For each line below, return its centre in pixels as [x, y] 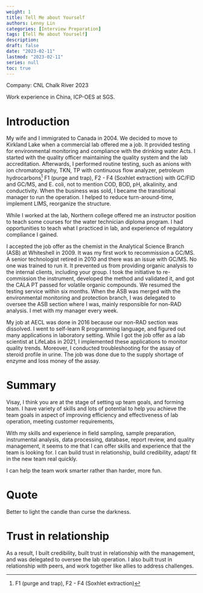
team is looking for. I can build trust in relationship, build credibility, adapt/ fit [101, 452]
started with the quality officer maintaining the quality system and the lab [97, 157]
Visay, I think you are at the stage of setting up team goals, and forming [95, 402]
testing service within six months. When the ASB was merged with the [94, 291]
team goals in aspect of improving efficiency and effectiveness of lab [92, 414]
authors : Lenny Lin [31, 23]
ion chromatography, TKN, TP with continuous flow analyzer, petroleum [95, 171]
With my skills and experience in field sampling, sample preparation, [91, 433]
